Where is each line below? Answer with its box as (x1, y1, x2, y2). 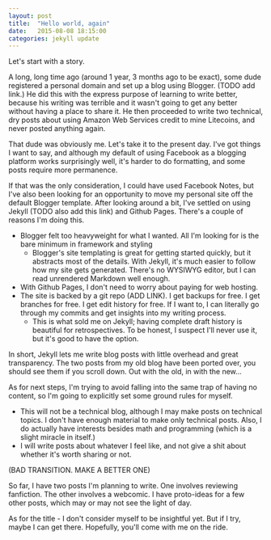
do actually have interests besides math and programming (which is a (19, 424, 252, 433)
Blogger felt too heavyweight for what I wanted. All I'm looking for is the (19, 231, 260, 241)
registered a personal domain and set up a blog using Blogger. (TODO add (8, 81, 256, 91)
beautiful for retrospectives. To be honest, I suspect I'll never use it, (32, 325, 257, 335)
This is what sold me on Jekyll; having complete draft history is (32, 317, 243, 327)
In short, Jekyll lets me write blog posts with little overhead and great (8, 349, 239, 360)
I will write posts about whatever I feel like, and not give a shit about (19, 441, 247, 451)
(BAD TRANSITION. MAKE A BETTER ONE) (8, 466, 151, 475)
